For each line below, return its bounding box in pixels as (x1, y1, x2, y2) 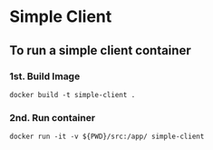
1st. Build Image (9, 70, 81, 83)
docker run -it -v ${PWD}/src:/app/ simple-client (9, 132, 205, 142)
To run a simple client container (9, 43, 192, 58)
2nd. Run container (9, 111, 96, 124)
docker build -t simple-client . (9, 90, 136, 99)
